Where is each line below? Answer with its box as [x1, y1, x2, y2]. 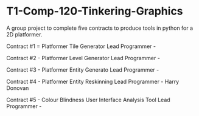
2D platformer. [6, 30, 43, 38]
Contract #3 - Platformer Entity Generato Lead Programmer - [6, 66, 159, 73]
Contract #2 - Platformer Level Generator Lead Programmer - [6, 54, 160, 61]
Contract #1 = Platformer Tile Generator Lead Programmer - [6, 43, 156, 50]
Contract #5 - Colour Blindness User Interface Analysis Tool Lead [6, 96, 170, 103]
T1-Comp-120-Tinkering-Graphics [6, 4, 184, 18]
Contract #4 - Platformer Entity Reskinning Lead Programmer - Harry [6, 78, 180, 85]
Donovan [6, 84, 29, 92]
